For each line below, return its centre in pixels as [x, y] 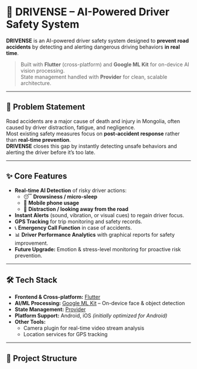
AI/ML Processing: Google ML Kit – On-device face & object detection [100, 303]
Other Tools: [30, 322]
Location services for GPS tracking [65, 334]
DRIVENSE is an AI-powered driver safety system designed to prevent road [98, 40]
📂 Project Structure [42, 358]
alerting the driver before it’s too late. [51, 152]
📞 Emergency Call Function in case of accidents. [73, 227]
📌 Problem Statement [46, 107]
